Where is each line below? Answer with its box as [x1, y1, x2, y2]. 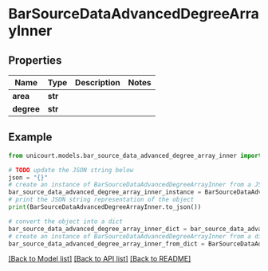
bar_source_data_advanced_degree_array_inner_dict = [8, 225, 187, 233]
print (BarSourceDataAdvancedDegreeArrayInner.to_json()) [8, 203, 202, 211]
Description [74, 77, 121, 88]
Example [8, 131, 53, 144]
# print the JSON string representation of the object [8, 196, 195, 204]
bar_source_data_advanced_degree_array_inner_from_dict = [8, 240, 205, 248]
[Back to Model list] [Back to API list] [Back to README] [8, 254, 191, 264]
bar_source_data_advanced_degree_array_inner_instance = [8, 188, 202, 196]
